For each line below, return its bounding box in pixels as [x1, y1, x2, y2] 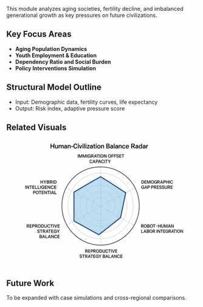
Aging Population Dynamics [15, 45, 88, 52]
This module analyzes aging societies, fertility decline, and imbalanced [6, 5, 184, 12]
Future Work [6, 278, 55, 288]
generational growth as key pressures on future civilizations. [6, 12, 157, 19]
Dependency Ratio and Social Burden [15, 58, 111, 66]
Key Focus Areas [6, 29, 72, 39]
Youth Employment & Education [15, 52, 97, 59]
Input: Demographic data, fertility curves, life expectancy [15, 98, 158, 106]
